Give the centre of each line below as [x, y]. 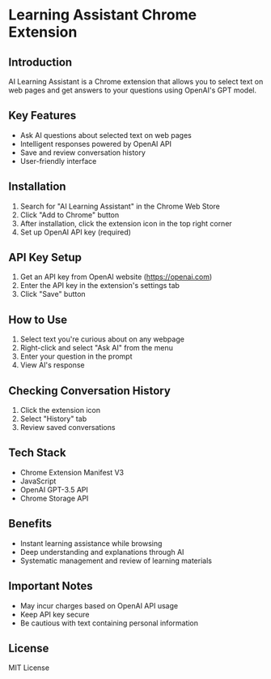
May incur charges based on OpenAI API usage [99, 605]
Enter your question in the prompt [76, 357]
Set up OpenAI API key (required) [76, 232]
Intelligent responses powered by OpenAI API [96, 144]
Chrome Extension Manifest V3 [72, 472]
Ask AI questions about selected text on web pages [106, 135]
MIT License [29, 668]
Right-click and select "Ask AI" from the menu [97, 348]
